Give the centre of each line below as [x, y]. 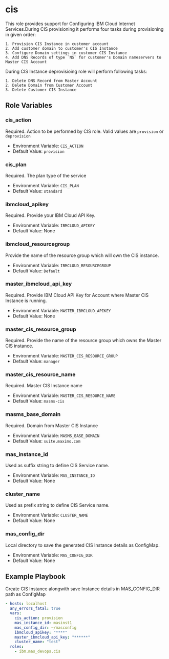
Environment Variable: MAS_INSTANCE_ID [54, 475]
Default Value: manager [36, 361]
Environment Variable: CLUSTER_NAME [50, 515]
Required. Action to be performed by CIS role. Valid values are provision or [84, 131]
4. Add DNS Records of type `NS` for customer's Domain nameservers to [83, 57]
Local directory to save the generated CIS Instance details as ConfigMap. [82, 545]
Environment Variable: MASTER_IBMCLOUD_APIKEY [62, 310]
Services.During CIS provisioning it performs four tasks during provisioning [84, 29]
